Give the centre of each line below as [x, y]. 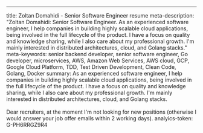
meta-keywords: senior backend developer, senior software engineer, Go [97, 54]
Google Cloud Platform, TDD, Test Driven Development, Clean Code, [91, 67]
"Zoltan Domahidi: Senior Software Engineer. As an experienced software [98, 22]
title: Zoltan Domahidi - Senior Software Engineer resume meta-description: [100, 15]
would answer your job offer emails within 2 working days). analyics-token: [100, 118]
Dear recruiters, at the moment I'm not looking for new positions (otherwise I [101, 112]
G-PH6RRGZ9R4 [27, 125]
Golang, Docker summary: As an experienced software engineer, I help [94, 73]
